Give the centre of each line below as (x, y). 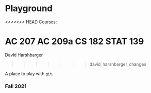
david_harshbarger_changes (118, 64)
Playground (29, 8)
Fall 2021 (16, 86)
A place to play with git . (29, 74)
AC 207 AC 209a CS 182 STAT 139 (75, 41)
